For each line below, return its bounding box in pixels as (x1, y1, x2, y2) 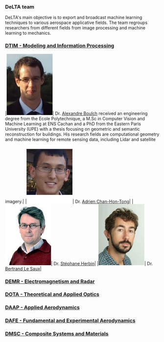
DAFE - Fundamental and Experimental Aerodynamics (5, 317, 136, 324)
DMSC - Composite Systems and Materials (5, 330, 109, 337)
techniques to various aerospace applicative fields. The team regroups (5, 20, 148, 25)
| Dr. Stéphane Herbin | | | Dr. (51, 260, 153, 266)
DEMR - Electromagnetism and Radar (5, 278, 95, 285)
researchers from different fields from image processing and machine (5, 25, 146, 31)
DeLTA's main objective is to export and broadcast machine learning (5, 15, 142, 21)
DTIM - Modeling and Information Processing (5, 43, 115, 49)
